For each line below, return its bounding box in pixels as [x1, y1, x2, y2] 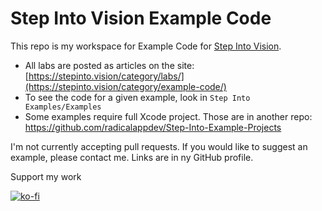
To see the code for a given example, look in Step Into [24, 91, 251, 103]
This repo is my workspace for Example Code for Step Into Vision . [10, 40, 282, 52]
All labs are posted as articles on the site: [24, 59, 195, 71]
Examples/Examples [24, 102, 102, 112]
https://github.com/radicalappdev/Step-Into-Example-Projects [24, 121, 282, 133]
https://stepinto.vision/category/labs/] [28, 70, 185, 82]
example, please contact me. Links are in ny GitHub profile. [10, 151, 254, 163]
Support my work [10, 170, 82, 182]
